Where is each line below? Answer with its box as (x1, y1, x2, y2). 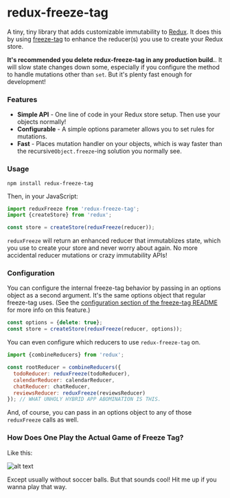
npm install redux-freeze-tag (7, 180, 94, 187)
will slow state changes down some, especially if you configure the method (7, 63, 220, 71)
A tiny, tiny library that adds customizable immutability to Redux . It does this (7, 28, 222, 36)
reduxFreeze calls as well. (7, 415, 79, 424)
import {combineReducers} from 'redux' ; (7, 351, 125, 359)
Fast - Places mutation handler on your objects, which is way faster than (16, 140, 222, 148)
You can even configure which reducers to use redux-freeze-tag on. (7, 338, 201, 346)
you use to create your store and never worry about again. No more (7, 244, 198, 252)
